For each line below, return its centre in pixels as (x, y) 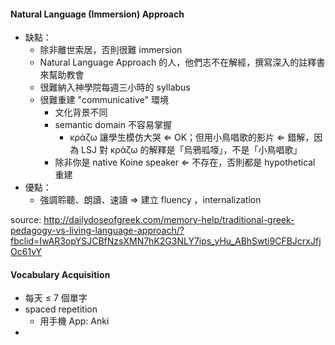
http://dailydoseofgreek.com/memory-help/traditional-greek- (169, 220)
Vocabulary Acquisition (60, 274)
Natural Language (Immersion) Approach (97, 14)
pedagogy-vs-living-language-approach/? (97, 231)
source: (26, 220)
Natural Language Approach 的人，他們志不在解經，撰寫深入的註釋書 (182, 62)
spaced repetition (61, 309)
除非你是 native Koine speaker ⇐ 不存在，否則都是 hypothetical (185, 162)
